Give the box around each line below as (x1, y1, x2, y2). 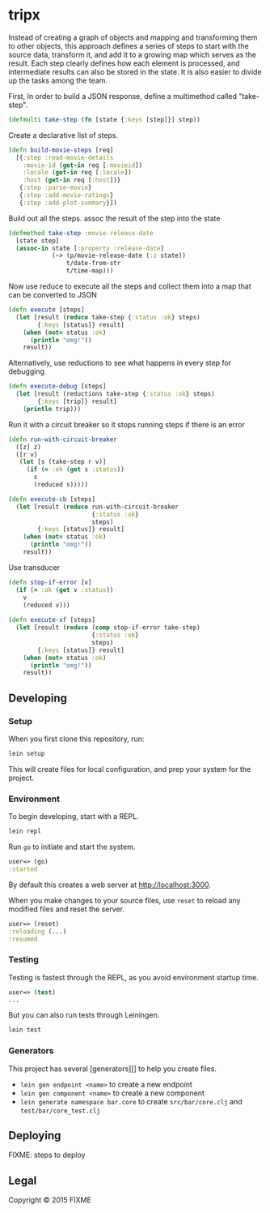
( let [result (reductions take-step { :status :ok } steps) (15, 390, 216, 398)
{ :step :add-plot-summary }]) (19, 199, 117, 207)
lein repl (8, 827, 42, 836)
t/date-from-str (65, 259, 121, 268)
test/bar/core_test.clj (19, 1107, 101, 1115)
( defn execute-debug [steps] (8, 383, 107, 391)
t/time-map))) (65, 267, 114, 275)
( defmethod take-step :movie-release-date (8, 229, 154, 237)
